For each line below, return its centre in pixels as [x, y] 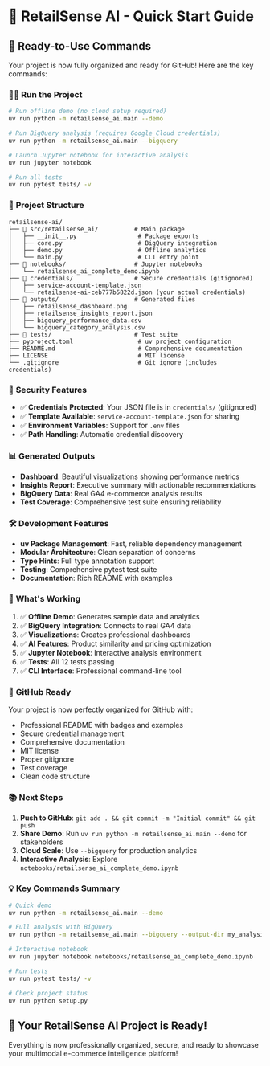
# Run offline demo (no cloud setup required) [88, 112]
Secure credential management [72, 733]
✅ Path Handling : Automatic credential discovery [101, 434]
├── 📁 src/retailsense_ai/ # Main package [96, 229]
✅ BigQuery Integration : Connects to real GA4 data [105, 625]
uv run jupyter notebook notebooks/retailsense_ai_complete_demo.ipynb [131, 957]
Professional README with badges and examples [101, 725]
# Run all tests [35, 177]
